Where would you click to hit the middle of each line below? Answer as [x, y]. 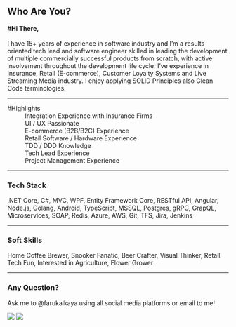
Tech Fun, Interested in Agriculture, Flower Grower [80, 263]
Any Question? [33, 288]
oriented [19, 51]
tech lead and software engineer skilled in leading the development [130, 51]
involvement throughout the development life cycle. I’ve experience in [108, 65]
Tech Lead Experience [57, 153]
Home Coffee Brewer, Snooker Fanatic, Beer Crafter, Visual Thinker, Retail [114, 255]
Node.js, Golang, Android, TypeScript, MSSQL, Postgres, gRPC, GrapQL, [112, 208]
